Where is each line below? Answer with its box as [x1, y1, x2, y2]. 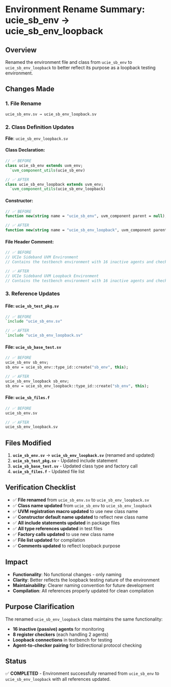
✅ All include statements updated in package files [12, 520, 120, 526]
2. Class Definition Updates [5, 124, 74, 131]
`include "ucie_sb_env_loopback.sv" [5, 333, 83, 338]
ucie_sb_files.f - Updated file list [12, 469, 85, 475]
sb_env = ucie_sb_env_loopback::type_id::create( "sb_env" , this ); [5, 383, 149, 388]
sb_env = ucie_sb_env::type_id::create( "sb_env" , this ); [5, 365, 129, 370]
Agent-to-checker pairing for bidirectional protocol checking [12, 642, 142, 648]
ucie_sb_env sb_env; [5, 360, 49, 365]
